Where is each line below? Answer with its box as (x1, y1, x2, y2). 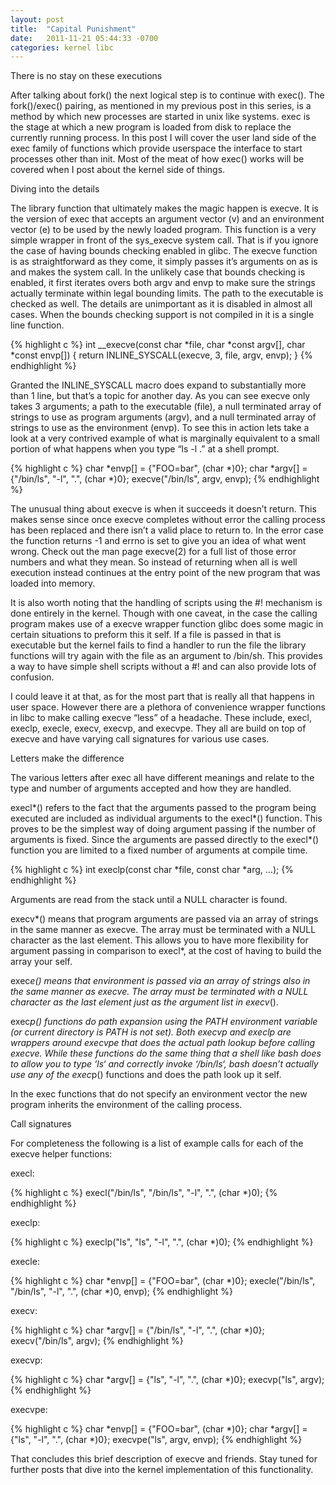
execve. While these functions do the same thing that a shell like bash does (10, 1047, 322, 1060)
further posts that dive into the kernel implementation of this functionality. (10, 1464, 314, 1476)
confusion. (10, 671, 55, 683)
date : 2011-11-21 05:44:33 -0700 (10, 33, 159, 43)
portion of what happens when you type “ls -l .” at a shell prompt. (10, 443, 280, 455)
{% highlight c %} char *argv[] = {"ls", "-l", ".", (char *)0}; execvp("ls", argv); (10, 1374, 325, 1386)
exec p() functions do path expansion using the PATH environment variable (10, 1016, 318, 1028)
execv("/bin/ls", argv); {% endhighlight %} (10, 1335, 184, 1347)
